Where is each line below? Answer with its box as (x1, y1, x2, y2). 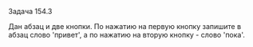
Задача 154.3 (8, 7, 53, 16)
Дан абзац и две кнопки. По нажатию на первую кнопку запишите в (8, 22, 242, 31)
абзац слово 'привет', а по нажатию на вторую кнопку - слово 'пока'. (8, 31, 246, 39)
